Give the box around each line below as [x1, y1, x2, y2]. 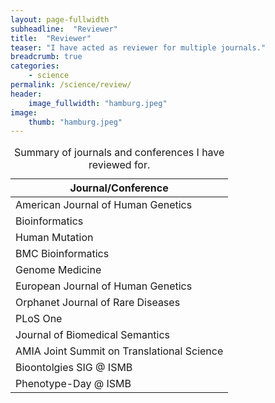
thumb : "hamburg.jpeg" [28, 117, 123, 127]
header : [10, 89, 43, 99]
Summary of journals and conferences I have [13, 146, 225, 160]
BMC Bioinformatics [15, 247, 110, 261]
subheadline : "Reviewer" [10, 24, 118, 34]
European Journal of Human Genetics [15, 279, 193, 293]
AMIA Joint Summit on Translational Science [15, 344, 224, 358]
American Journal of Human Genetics [15, 198, 193, 212]
